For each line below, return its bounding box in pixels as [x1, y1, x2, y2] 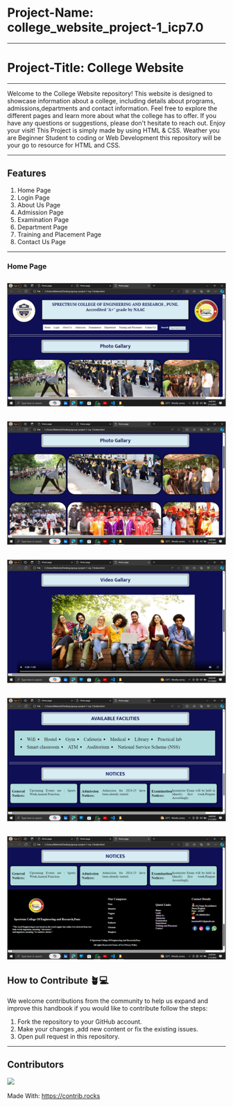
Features [7, 168, 46, 180]
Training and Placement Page [17, 230, 102, 239]
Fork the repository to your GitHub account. [17, 1018, 142, 1026]
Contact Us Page [17, 237, 67, 246]
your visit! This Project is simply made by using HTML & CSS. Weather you [7, 126, 220, 135]
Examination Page [17, 215, 69, 223]
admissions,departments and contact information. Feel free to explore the [7, 104, 218, 112]
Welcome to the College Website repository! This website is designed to [7, 89, 213, 98]
